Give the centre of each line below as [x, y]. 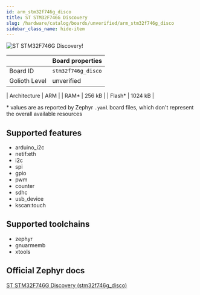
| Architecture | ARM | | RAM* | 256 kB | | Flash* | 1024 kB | [80, 96]
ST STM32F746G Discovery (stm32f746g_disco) [67, 285]
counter [25, 186]
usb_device [29, 199]
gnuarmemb [30, 245]
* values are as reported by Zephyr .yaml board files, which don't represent [100, 108]
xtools [23, 251]
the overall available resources [44, 114]
